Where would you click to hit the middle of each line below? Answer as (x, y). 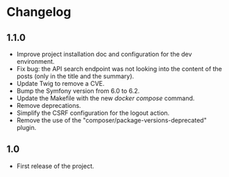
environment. (35, 62)
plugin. (26, 128)
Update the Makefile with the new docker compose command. (105, 98)
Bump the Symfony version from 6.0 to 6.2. (78, 91)
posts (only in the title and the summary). (75, 76)
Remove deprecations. (49, 105)
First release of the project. (55, 166)
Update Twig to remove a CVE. (60, 83)
